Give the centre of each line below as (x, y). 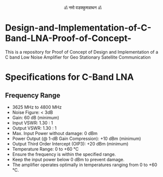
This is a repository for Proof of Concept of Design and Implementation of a (82, 52)
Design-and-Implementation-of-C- (78, 28)
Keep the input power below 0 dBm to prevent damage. (68, 159)
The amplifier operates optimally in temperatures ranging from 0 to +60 (85, 165)
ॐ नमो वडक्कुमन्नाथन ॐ (83, 8)
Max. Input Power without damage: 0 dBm (55, 133)
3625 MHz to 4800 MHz (37, 107)
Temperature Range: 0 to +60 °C (45, 149)
